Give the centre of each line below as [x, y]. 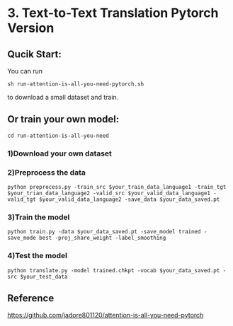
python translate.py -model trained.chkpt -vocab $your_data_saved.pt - [117, 270]
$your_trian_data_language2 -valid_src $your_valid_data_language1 [109, 193]
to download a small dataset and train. [63, 97]
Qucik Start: [34, 54]
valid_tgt [22, 199]
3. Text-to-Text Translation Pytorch [113, 13]
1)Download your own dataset [59, 153]
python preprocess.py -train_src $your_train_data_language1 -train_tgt [117, 187]
